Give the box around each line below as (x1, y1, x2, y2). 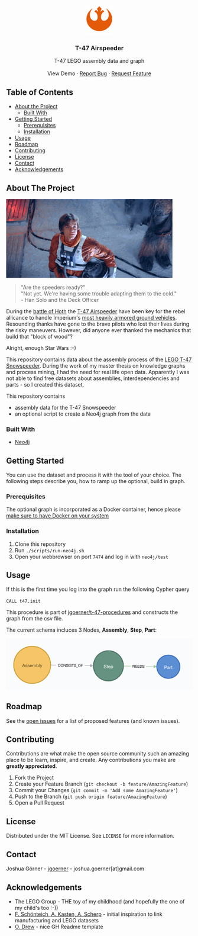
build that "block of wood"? (6, 333, 73, 340)
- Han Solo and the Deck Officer (20, 296, 99, 303)
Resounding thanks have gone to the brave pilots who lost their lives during (6, 320, 190, 327)
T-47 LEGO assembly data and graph (54, 57, 145, 65)
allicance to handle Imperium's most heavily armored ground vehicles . (6, 314, 177, 321)
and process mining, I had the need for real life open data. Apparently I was (6, 368, 190, 375)
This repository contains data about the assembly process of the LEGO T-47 (6, 356, 192, 363)
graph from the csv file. (6, 615, 63, 622)
